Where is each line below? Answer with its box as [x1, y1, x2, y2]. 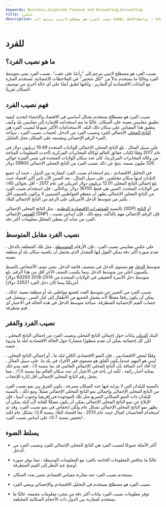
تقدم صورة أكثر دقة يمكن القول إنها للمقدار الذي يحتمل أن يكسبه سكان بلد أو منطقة [5, 249, 159, 255]
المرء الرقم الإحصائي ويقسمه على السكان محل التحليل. [5, 135, 107, 141]
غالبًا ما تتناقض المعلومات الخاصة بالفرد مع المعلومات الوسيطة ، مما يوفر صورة [12, 457, 157, 462]
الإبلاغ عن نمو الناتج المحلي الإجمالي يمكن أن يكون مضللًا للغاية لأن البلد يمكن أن [5, 399, 151, 405]
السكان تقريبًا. [5, 86, 31, 92]
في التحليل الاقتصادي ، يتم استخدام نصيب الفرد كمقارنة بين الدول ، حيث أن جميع [5, 170, 152, 176]
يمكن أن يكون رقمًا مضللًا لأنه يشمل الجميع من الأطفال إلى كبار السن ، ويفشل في [5, 294, 155, 300]
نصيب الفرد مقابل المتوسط [5, 230, 79, 239]
